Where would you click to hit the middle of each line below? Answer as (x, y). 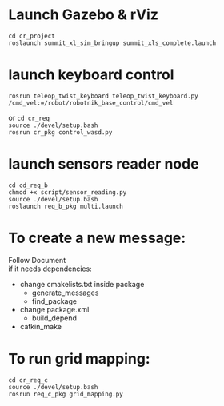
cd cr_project (32, 36)
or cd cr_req (29, 117)
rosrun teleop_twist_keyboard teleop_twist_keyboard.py (103, 96)
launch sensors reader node (104, 164)
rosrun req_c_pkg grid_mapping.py (66, 394)
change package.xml (54, 309)
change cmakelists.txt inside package (82, 284)
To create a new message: (97, 238)
